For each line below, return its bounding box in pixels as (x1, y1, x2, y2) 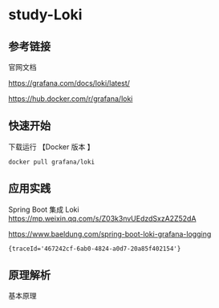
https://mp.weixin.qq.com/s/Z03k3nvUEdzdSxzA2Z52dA (8, 213, 197, 223)
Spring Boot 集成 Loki (8, 205, 79, 214)
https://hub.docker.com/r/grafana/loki (8, 94, 133, 103)
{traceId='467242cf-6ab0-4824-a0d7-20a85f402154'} (8, 245, 181, 253)
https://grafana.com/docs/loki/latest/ (8, 79, 131, 87)
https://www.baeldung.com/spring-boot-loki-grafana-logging (8, 229, 212, 238)
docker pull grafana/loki (8, 158, 95, 166)
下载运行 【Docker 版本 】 (8, 142, 95, 152)
